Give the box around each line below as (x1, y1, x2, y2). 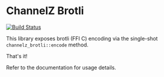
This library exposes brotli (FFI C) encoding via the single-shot (6, 35, 158, 42)
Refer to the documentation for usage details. (6, 63, 116, 71)
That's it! (6, 52, 28, 59)
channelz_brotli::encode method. (6, 41, 88, 48)
